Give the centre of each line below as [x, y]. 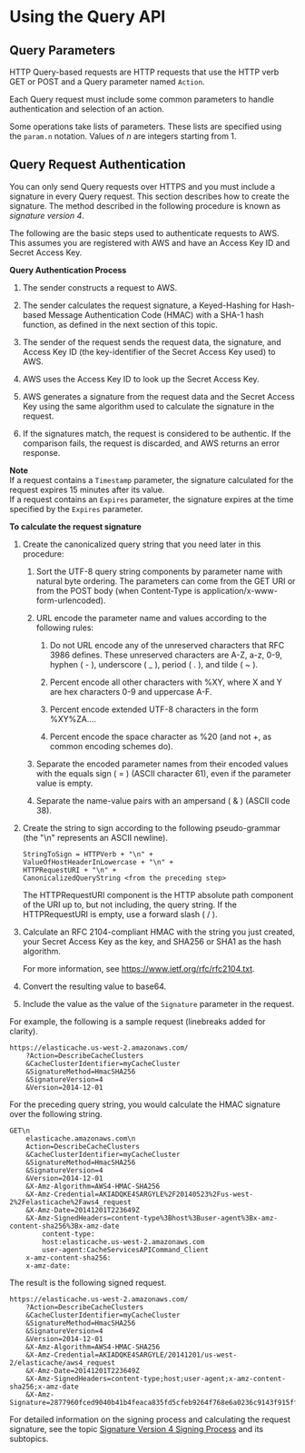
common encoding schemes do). [112, 746]
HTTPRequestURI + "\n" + [69, 870]
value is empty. [64, 783]
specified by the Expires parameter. [76, 509]
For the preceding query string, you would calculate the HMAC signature [145, 1104]
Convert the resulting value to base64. [94, 986]
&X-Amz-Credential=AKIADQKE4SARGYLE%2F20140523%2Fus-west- [140, 1194]
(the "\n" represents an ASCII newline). [95, 837]
